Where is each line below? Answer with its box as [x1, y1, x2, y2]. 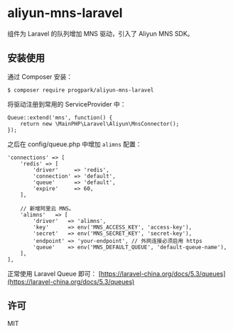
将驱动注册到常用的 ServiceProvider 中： [7, 99, 126, 108]
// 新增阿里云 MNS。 [20, 204, 75, 212]
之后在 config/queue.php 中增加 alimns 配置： [7, 140, 142, 148]
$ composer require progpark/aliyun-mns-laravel [7, 87, 154, 94]
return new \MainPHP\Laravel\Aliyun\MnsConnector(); [20, 120, 180, 127]
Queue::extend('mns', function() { [7, 114, 113, 121]
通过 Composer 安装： [7, 72, 73, 81]
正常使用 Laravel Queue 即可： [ [7, 269, 102, 278]
